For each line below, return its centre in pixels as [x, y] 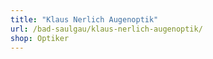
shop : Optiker [40, 38]
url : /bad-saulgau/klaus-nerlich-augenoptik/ [106, 29]
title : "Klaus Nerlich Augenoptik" [84, 19]
